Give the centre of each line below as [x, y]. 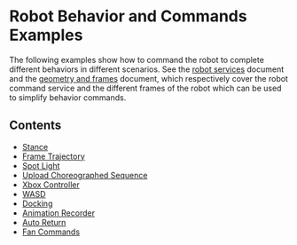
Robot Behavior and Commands [128, 16]
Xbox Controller [51, 185]
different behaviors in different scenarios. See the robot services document [147, 69]
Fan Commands [51, 232]
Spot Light [41, 165]
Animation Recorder [59, 213]
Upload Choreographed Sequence [85, 175]
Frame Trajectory [54, 156]
